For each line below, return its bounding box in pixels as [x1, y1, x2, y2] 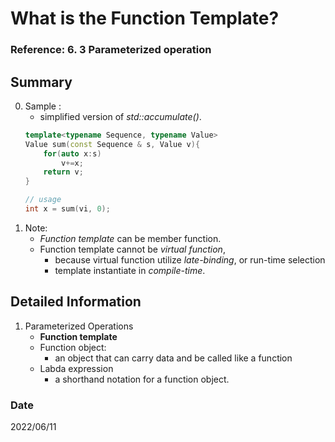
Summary [10, 73, 73, 91]
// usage [24, 195, 62, 205]
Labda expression [39, 362, 114, 374]
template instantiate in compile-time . [54, 264, 206, 276]
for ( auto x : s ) [43, 148, 102, 159]
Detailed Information [10, 293, 142, 311]
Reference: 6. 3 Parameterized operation [10, 43, 212, 57]
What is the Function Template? [10, 7, 280, 30]
